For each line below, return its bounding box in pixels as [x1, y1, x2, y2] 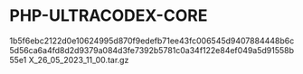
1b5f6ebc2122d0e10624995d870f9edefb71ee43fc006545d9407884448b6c [9, 35, 295, 46]
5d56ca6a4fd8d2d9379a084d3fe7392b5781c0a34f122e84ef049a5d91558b [9, 44, 295, 55]
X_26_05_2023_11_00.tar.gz [28, 54, 129, 65]
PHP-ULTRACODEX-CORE [9, 5, 208, 26]
